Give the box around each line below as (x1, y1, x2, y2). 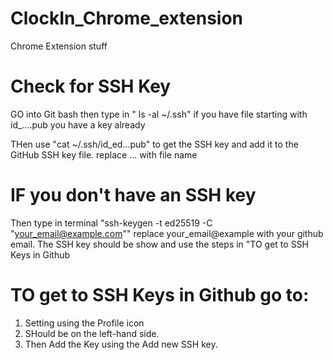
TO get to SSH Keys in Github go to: (10, 284, 310, 306)
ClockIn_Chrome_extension (10, 7, 244, 30)
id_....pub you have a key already (10, 118, 146, 131)
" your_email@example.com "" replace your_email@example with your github (10, 227, 324, 239)
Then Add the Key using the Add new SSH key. (24, 338, 218, 350)
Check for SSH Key (10, 75, 172, 98)
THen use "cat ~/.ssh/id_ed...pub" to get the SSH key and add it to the (10, 138, 299, 150)
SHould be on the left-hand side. (24, 327, 160, 339)
